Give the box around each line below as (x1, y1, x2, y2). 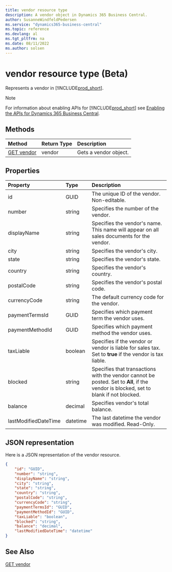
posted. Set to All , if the (92, 378, 148, 386)
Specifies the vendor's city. (92, 247, 158, 255)
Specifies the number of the (92, 205, 159, 212)
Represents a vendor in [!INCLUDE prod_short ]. (5, 85, 104, 91)
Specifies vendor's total (92, 399, 149, 407)
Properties (5, 166, 40, 175)
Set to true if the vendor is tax (92, 351, 164, 358)
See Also (5, 547, 34, 556)
